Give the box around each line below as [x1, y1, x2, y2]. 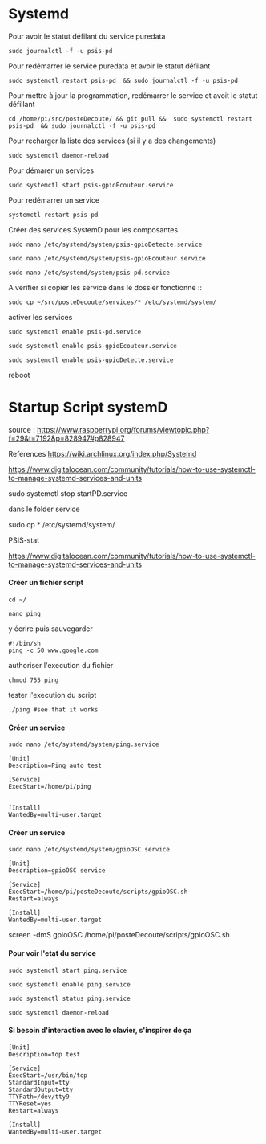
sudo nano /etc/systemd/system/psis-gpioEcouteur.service [8, 254, 206, 262]
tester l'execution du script [8, 691, 97, 700]
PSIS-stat [8, 535, 40, 545]
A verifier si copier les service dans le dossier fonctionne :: [8, 282, 203, 292]
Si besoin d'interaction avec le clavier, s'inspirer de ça [8, 1026, 192, 1035]
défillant [8, 99, 35, 109]
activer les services [8, 312, 73, 322]
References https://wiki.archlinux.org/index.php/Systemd [8, 449, 197, 458]
